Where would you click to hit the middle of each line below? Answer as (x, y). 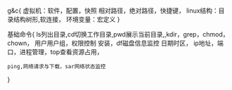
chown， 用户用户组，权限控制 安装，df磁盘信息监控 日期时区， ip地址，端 (115, 43)
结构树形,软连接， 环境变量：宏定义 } (66, 20)
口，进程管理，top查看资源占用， (55, 52)
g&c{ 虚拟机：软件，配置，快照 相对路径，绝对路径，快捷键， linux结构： (113, 11)
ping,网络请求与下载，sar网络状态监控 (57, 67)
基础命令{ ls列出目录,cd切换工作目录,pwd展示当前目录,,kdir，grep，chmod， (118, 34)
